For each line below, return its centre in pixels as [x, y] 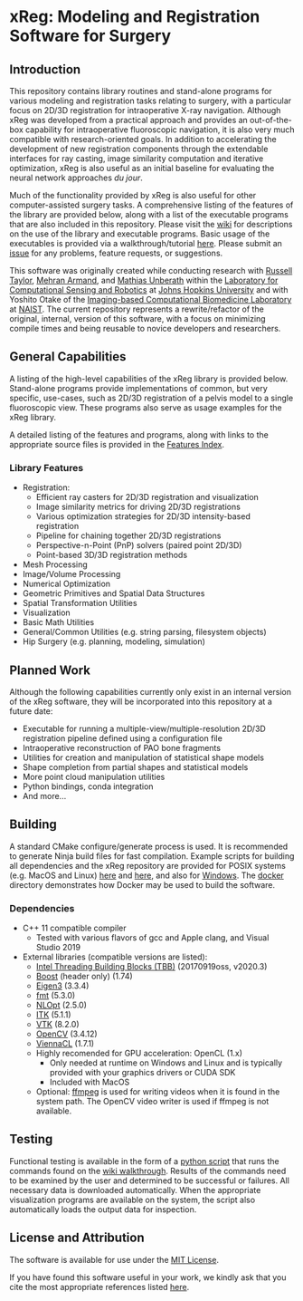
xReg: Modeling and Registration [135, 17]
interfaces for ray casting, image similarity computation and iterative [137, 159]
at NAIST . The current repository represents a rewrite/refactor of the [137, 309]
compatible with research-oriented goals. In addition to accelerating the [143, 139]
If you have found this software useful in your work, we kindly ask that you [148, 1277]
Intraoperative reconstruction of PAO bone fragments [122, 747]
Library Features [47, 467]
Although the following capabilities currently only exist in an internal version [151, 691]
